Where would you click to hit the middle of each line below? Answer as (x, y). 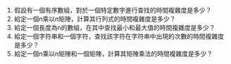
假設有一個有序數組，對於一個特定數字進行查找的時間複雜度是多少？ (113, 10)
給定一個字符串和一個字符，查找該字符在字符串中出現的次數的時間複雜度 (119, 36)
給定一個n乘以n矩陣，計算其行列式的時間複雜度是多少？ (95, 19)
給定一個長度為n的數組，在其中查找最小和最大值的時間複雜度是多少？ (115, 27)
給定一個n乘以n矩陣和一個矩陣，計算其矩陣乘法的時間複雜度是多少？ (113, 54)
